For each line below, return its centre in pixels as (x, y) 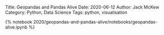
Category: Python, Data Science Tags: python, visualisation (66, 12)
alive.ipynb (16, 27)
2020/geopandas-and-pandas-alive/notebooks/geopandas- (95, 22)
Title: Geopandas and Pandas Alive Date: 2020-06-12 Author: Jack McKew (82, 7)
